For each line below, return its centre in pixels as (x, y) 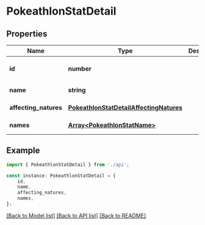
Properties (27, 34)
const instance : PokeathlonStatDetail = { (61, 176)
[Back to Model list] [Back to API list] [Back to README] (76, 215)
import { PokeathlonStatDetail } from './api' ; (68, 165)
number (80, 69)
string (77, 90)
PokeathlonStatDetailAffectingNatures (125, 108)
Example (23, 151)
